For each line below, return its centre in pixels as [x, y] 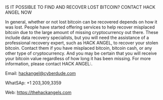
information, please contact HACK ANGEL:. [49, 64]
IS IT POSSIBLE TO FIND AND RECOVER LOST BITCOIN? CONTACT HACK [80, 7]
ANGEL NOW [19, 12]
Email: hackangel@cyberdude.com [41, 73]
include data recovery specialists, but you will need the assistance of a [77, 37]
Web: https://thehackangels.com [38, 92]
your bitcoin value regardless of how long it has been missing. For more [78, 58]
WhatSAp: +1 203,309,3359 [33, 83]
